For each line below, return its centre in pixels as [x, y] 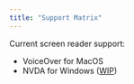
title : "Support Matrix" [56, 18]
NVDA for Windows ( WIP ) [70, 70]
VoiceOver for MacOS [63, 61]
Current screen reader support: [67, 43]
